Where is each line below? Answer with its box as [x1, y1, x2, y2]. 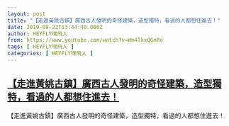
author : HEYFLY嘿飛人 [7, 30, 68, 38]
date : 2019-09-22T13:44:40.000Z [7, 23, 103, 30]
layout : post [7, 10, 46, 18]
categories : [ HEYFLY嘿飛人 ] [7, 50, 94, 57]
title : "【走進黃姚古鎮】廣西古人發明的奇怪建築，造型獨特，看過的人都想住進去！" [7, 17, 221, 24]
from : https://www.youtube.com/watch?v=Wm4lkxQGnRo [7, 37, 163, 44]
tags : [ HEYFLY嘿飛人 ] [7, 43, 74, 50]
